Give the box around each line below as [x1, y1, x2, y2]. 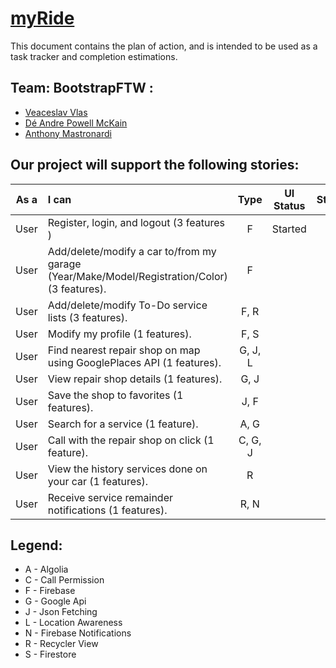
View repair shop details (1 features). [47, 372, 223, 386]
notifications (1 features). [47, 503, 168, 517]
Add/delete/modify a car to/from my [47, 244, 217, 258]
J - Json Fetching [24, 606, 98, 618]
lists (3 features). [47, 310, 128, 324]
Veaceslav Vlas [24, 106, 88, 118]
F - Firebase [24, 585, 76, 597]
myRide [10, 7, 75, 30]
